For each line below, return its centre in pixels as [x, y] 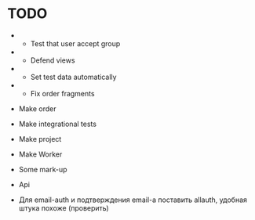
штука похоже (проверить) [64, 207]
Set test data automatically [73, 77]
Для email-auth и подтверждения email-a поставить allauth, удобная [133, 200]
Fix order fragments [62, 93]
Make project [40, 139]
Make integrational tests [58, 124]
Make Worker [40, 154]
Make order [37, 108]
